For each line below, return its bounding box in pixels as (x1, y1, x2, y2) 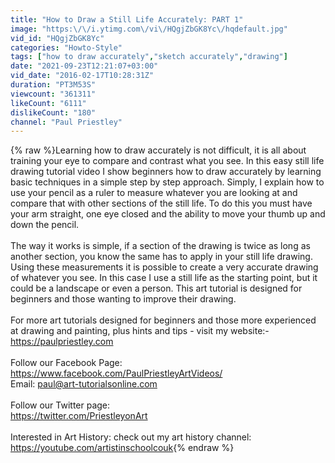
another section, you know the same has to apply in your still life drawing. (10, 251, 313, 263)
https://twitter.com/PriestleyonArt (10, 410, 148, 422)
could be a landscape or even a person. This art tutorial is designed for (10, 282, 303, 295)
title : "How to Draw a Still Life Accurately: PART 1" (10, 14, 244, 25)
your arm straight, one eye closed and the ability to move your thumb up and (10, 208, 326, 220)
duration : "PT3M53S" (10, 80, 97, 90)
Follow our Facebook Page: (10, 357, 123, 369)
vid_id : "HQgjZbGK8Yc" (10, 33, 105, 43)
